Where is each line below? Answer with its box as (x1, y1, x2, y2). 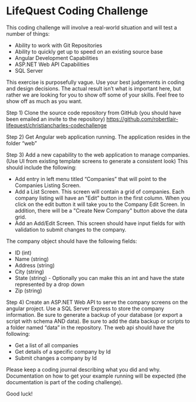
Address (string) (14, 261, 55, 269)
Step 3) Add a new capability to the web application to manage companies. (6, 151, 190, 158)
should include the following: (6, 164, 77, 171)
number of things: (6, 30, 50, 37)
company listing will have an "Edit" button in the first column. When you (14, 194, 191, 201)
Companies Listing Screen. (14, 182, 81, 189)
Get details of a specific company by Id (14, 348, 111, 355)
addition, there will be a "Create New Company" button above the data (14, 207, 188, 214)
